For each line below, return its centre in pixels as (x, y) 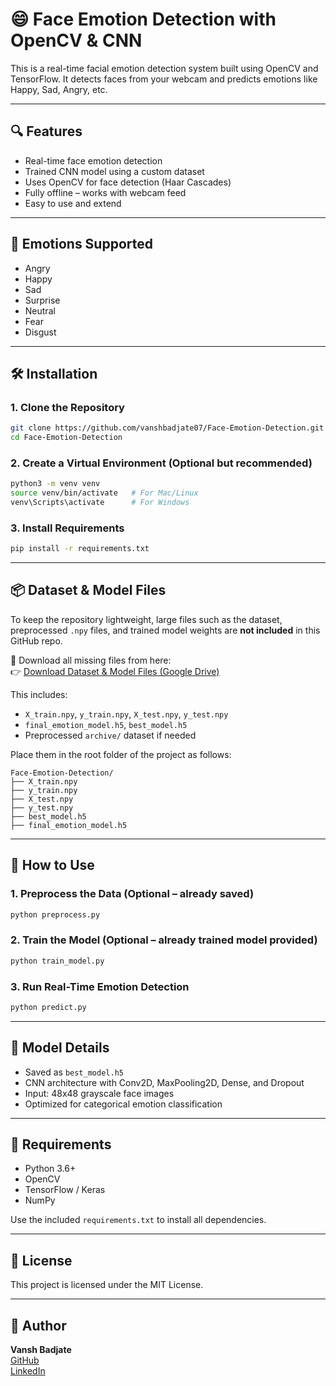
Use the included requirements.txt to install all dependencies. (138, 1220)
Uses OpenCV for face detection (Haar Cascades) (128, 182)
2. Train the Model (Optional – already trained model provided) (164, 940)
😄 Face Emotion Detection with (143, 19)
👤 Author (38, 1325)
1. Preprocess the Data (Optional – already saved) (132, 894)
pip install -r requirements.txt (80, 549)
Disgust (40, 332)
